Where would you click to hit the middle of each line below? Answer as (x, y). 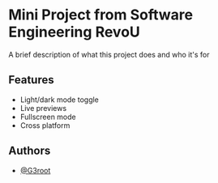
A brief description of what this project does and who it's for (109, 54)
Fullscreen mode (48, 117)
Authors (30, 151)
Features (31, 80)
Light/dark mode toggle (60, 100)
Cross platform (45, 125)
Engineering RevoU (74, 32)
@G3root (35, 170)
